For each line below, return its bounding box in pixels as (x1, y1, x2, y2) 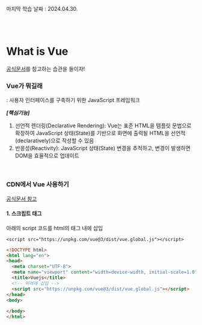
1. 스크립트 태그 (6, 210, 42, 217)
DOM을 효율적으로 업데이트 (14, 152, 79, 159)
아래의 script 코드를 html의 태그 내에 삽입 (6, 224, 103, 231)
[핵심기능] (6, 109, 30, 117)
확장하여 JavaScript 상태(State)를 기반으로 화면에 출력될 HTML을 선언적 (14, 130, 186, 137)
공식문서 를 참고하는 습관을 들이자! (6, 65, 85, 72)
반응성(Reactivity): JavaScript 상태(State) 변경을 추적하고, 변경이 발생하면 (14, 145, 191, 152)
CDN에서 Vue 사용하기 (6, 180, 69, 189)
